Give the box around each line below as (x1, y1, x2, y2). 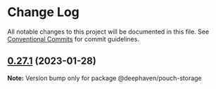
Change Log (7, 4, 80, 20)
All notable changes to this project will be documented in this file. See (7, 27, 210, 36)
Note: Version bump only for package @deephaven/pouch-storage (7, 74, 202, 82)
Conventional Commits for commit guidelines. (7, 34, 139, 43)
